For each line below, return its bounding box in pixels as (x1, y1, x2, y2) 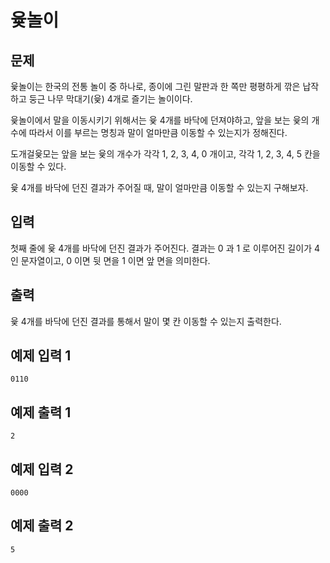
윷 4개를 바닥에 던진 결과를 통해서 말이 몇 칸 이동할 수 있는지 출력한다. (10, 315, 282, 327)
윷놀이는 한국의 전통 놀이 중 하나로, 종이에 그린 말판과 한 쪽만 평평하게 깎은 (10, 81, 301, 92)
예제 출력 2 (10, 517, 74, 535)
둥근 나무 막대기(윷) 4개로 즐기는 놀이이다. (28, 93, 193, 105)
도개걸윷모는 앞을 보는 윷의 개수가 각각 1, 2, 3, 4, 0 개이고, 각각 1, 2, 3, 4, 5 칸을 (10, 148, 321, 160)
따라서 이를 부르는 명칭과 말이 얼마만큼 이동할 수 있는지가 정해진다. (28, 127, 288, 138)
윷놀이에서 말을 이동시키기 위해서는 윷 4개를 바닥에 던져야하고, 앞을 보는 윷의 (10, 114, 310, 126)
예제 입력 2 (10, 461, 74, 478)
